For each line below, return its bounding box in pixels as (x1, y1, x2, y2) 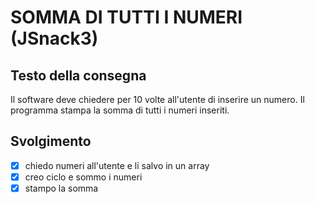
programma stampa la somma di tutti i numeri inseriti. (10, 104, 230, 116)
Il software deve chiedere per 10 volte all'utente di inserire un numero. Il (10, 94, 305, 105)
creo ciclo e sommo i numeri (24, 171, 143, 183)
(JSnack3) (10, 27, 99, 50)
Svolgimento (10, 133, 92, 150)
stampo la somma (24, 182, 99, 194)
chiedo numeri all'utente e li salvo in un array (24, 159, 210, 171)
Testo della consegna (10, 67, 147, 84)
